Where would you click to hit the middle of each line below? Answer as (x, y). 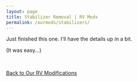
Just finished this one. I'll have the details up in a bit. (69, 39)
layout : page (22, 11)
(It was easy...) (24, 50)
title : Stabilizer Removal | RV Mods (52, 17)
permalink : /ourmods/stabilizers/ (48, 22)
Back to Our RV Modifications (42, 73)
